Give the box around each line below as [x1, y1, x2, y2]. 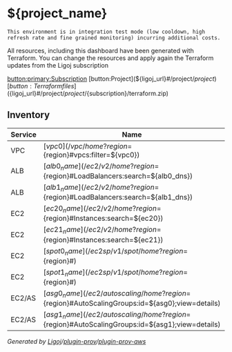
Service [10, 130, 37, 139]
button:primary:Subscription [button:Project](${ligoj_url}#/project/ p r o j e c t [7, 75, 215, 83]
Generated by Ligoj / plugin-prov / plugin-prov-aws [7, 338, 146, 346]
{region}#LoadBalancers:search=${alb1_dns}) [43, 193, 193, 202]
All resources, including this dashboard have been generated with [7, 46, 195, 55]
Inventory [7, 109, 50, 121]
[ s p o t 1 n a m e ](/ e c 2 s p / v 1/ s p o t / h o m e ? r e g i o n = [43, 267, 188, 278]
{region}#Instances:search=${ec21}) [43, 235, 164, 244]
